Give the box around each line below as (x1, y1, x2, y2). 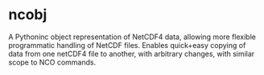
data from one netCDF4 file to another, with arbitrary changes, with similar (8, 49, 255, 58)
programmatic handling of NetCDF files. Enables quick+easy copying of (8, 40, 246, 49)
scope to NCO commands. (8, 57, 97, 67)
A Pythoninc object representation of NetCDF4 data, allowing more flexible (8, 32, 256, 41)
